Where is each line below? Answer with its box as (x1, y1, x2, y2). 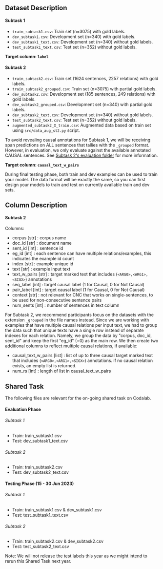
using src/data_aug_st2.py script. (12, 127, 80, 133)
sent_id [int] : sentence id (12, 245, 63, 251)
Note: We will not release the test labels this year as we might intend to (5, 553, 147, 559)
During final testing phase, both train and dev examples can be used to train (5, 171, 158, 177)
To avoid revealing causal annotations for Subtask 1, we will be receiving (5, 137, 151, 143)
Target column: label (5, 53, 49, 59)
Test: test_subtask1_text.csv (12, 512, 68, 518)
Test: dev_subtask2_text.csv (12, 469, 69, 475)
